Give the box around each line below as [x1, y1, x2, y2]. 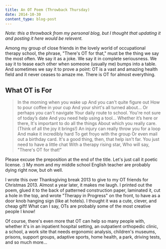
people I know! [5, 209, 36, 215]
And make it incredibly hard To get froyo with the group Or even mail [17, 131, 158, 137]
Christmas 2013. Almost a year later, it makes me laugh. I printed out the [5, 182, 153, 188]
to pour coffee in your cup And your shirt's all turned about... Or [17, 105, 148, 111]
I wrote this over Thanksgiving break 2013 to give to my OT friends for [5, 177, 149, 183]
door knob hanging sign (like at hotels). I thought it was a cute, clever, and [5, 198, 157, 204]
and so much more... [5, 240, 48, 246]
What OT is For [5, 86, 52, 95]
